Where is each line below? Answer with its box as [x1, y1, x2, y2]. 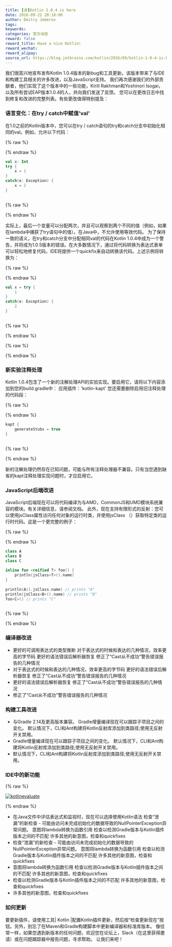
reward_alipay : [5, 50, 38, 55]
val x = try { [5, 285, 36, 290]
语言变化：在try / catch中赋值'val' [5, 110, 90, 117]
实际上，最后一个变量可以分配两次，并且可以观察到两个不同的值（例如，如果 [5, 222, 167, 229]
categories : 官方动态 [5, 31, 49, 36]
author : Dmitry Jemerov [5, 17, 56, 22]
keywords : [5, 27, 27, 32]
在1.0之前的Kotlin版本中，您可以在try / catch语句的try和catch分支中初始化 [5, 122, 161, 128]
